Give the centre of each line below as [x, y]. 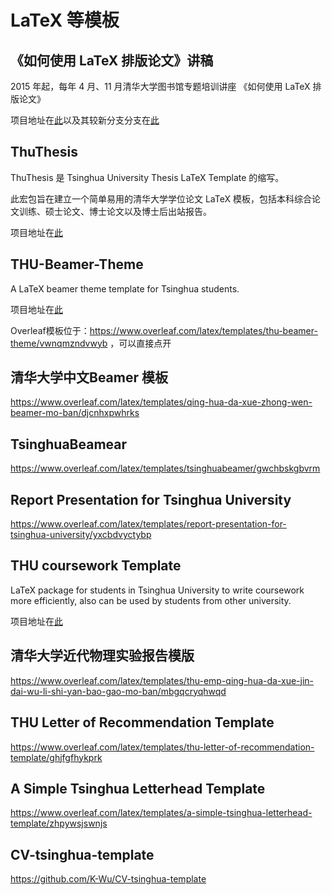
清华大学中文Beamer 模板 [89, 377]
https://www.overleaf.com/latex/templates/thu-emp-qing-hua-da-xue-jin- [162, 680]
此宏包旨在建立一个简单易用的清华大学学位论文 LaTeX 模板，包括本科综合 [161, 198]
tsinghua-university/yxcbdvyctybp [81, 535]
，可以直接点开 [140, 343]
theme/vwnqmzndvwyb [59, 343]
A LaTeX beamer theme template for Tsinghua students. [125, 288]
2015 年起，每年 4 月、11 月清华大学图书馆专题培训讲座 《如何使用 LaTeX [160, 86]
